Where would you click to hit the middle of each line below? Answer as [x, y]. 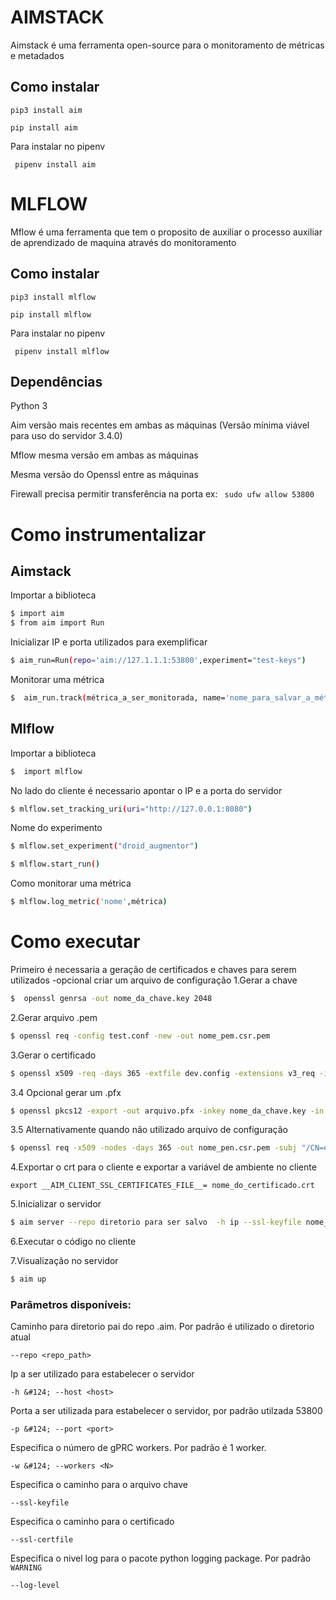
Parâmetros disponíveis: [71, 1304]
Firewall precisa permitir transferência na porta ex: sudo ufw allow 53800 [162, 494]
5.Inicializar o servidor [56, 1204]
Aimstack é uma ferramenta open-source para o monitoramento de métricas [167, 45]
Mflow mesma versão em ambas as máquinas [104, 455]
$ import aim [37, 614]
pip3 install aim [46, 110]
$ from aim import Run [57, 623]
